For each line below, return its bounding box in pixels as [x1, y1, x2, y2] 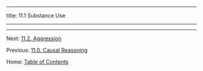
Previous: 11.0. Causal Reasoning [6, 46, 88, 54]
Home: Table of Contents [6, 58, 69, 65]
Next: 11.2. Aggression [6, 35, 62, 42]
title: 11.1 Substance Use [6, 12, 65, 19]
